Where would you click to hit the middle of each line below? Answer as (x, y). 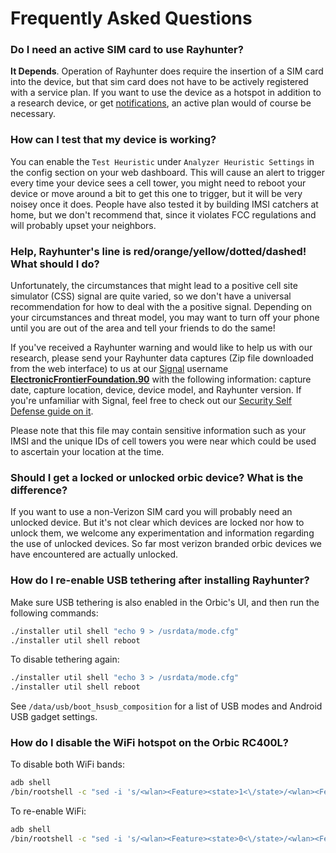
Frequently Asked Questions (131, 18)
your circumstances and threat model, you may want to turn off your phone (165, 318)
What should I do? (55, 264)
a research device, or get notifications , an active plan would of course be (161, 103)
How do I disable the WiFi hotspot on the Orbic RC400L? (149, 743)
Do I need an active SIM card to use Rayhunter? (127, 50)
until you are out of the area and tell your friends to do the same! (143, 328)
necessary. (33, 114)
